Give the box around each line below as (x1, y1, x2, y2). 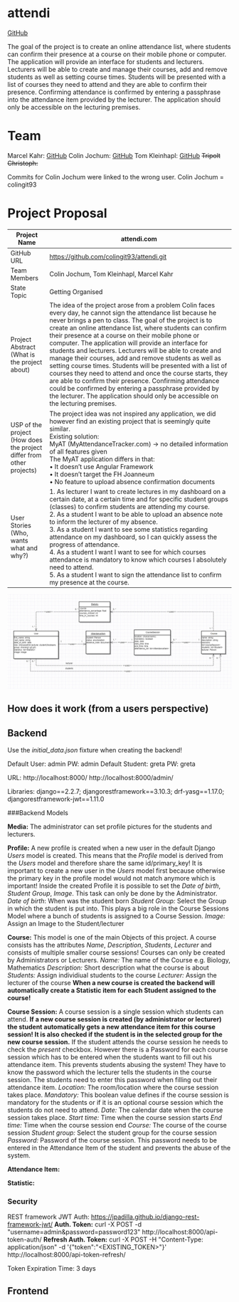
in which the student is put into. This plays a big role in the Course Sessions (7, 904, 229, 913)
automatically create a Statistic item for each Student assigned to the (7, 986, 217, 994)
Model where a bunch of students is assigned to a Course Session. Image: (7, 912, 225, 920)
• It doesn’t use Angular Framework (49, 462, 154, 471)
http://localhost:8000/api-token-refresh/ (7, 1251, 126, 1259)
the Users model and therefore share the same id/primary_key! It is (7, 859, 203, 868)
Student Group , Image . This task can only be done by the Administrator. (7, 889, 218, 898)
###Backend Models (7, 809, 69, 817)
